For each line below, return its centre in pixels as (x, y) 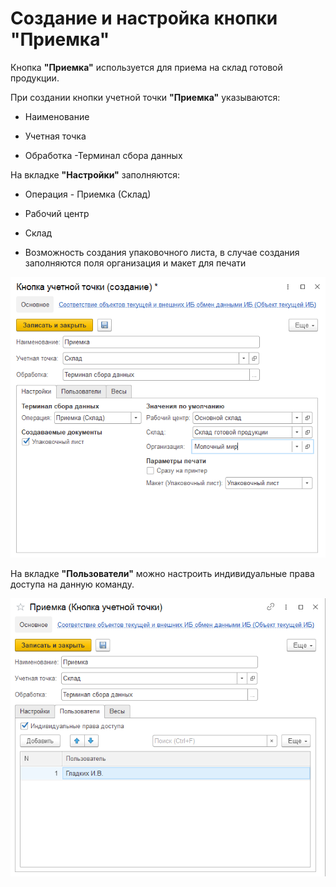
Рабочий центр (57, 213)
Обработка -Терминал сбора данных (103, 155)
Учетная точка (55, 136)
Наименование (57, 116)
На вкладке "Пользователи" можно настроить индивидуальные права (162, 573)
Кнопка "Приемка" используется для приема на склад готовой (146, 67)
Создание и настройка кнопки (144, 18)
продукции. (35, 78)
